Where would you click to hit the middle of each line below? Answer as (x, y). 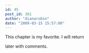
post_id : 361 (18, 14)
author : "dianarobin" (27, 18)
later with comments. (26, 46)
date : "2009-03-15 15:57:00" (35, 23)
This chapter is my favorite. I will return (45, 37)
